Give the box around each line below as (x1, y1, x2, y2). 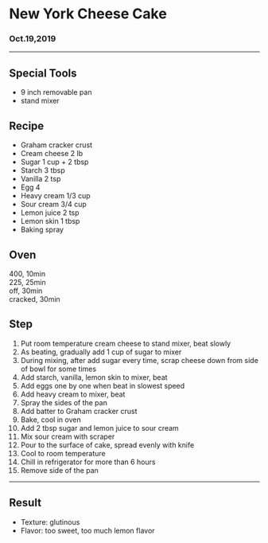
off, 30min (9, 286, 43, 295)
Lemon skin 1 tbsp (20, 217, 80, 226)
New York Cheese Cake (9, 5, 168, 23)
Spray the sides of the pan (20, 397, 108, 407)
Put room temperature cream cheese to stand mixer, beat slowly (20, 338, 231, 348)
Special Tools (9, 66, 77, 80)
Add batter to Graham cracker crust (20, 406, 138, 416)
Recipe (9, 119, 45, 132)
